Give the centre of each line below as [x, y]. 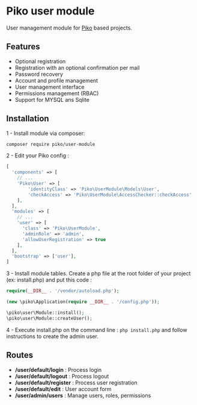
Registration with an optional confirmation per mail [77, 67]
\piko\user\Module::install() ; [45, 312]
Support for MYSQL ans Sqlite [52, 99]
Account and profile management [56, 80]
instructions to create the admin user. [53, 336]
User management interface [50, 87]
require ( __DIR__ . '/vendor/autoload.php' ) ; [63, 291]
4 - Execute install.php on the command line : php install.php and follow [97, 330]
